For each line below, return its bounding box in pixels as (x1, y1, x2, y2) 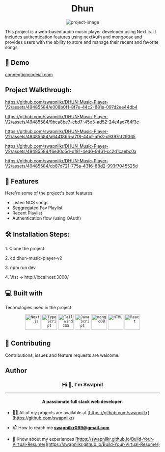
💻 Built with (5, 289, 43, 297)
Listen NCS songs (12, 200, 49, 206)
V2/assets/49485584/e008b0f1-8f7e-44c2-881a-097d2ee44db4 (5, 104, 138, 110)
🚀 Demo (5, 58, 29, 67)
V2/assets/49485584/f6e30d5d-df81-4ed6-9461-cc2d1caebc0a (5, 148, 137, 154)
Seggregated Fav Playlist (12, 205, 63, 211)
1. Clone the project (5, 246, 45, 252)
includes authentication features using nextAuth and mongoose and (5, 34, 142, 40)
